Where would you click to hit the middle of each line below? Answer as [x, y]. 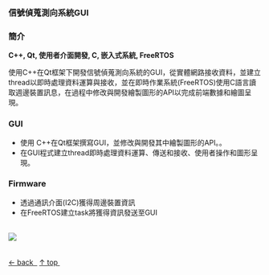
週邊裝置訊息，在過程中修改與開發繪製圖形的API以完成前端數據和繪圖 [130, 92]
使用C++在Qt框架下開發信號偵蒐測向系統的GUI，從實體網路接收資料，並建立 [134, 72]
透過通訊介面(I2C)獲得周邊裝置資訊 [77, 202]
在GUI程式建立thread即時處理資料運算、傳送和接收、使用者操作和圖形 [135, 152]
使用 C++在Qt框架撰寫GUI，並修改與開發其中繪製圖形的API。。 [123, 142]
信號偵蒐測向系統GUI [49, 12]
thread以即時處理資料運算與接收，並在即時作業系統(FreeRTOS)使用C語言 [129, 83]
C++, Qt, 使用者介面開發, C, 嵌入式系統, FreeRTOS [91, 55]
